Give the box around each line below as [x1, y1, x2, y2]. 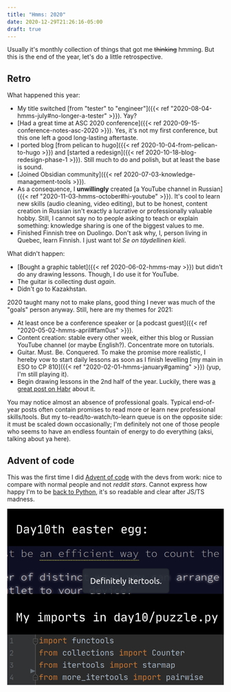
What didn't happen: [7, 250, 65, 258]
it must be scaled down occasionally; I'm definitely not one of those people [7, 420, 220, 429]
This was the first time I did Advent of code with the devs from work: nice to [7, 473, 222, 481]
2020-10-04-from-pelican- [140, 141, 218, 150]
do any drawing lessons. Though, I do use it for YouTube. [16, 270, 179, 278]
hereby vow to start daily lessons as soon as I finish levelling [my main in [16, 356, 223, 364]
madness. [7, 495, 35, 503]
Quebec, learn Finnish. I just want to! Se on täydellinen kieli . [16, 236, 186, 245]
